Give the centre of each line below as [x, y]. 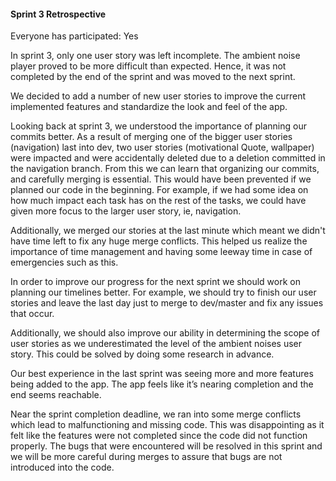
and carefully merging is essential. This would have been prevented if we [161, 179]
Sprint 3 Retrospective [58, 14]
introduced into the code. [62, 467]
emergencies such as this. [64, 262]
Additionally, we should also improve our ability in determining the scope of [165, 333]
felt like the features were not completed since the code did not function [159, 436]
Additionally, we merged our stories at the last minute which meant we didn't [168, 231]
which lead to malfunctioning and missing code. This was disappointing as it [167, 425]
